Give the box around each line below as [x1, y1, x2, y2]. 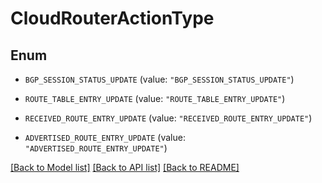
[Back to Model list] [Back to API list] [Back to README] [10, 162, 240, 173]
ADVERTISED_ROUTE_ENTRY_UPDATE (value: [24, 132, 186, 143]
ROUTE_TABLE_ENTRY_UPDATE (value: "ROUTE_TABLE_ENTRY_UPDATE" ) [24, 93, 286, 104]
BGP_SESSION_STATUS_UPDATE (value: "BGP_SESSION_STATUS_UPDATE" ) [24, 73, 295, 85]
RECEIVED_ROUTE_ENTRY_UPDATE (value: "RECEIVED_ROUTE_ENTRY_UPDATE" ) [24, 112, 313, 124]
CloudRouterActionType [10, 7, 215, 30]
